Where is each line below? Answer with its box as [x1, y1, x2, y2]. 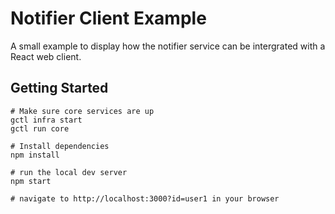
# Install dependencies [10, 141, 110, 151]
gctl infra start [10, 115, 83, 125]
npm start [10, 176, 52, 186]
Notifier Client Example [10, 7, 207, 30]
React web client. [10, 50, 82, 62]
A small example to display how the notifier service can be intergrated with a [10, 40, 326, 52]
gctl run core [10, 123, 70, 134]
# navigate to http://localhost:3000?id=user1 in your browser [10, 193, 280, 204]
